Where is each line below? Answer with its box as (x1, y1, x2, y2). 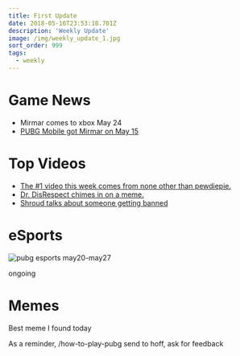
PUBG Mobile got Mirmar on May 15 (19, 126, 139, 136)
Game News (8, 92, 91, 109)
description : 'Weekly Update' (8, 27, 110, 35)
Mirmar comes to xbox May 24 (19, 117, 122, 127)
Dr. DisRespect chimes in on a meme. (19, 190, 145, 199)
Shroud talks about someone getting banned (19, 198, 168, 207)
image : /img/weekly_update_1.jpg (8, 34, 121, 43)
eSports (8, 226, 63, 244)
